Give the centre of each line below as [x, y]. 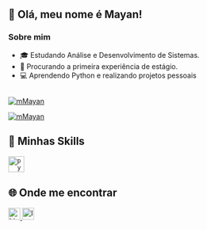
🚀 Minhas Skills [46, 141]
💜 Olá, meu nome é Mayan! [75, 15]
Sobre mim [30, 37]
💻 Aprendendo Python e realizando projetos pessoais [108, 75]
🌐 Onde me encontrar [63, 193]
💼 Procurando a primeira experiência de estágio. [99, 66]
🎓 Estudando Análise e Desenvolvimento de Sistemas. [109, 55]
